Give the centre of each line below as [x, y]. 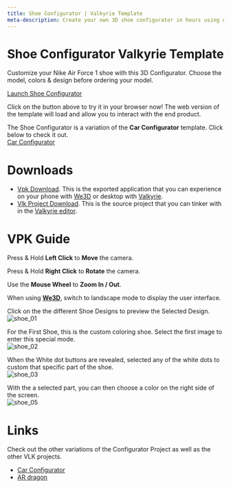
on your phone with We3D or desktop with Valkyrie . [90, 196]
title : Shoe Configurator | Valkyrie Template [75, 13]
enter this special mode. [41, 339]
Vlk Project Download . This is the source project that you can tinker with [119, 204]
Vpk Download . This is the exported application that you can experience [119, 189]
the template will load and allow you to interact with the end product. [104, 114]
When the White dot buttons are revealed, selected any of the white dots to [113, 360]
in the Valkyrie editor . [47, 211]
